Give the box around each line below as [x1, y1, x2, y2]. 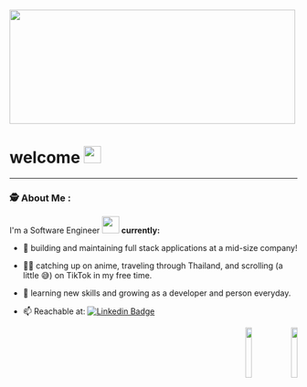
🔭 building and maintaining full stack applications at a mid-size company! [22, 243, 298, 254]
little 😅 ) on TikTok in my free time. [22, 270, 153, 281]
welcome [9, 147, 80, 168]
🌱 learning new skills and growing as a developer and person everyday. [22, 288, 291, 298]
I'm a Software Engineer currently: [9, 225, 161, 236]
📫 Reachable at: [22, 306, 86, 317]
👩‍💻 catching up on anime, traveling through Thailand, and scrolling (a [22, 260, 283, 271]
